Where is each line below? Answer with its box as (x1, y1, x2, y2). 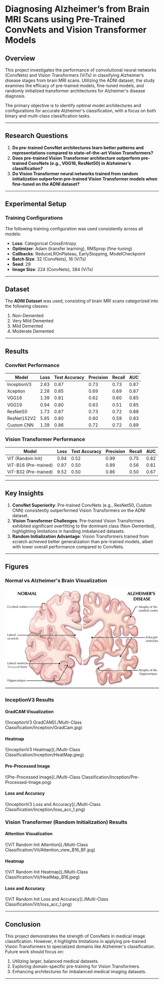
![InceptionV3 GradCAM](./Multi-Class (5, 719, 82, 725)
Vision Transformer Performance (5, 435, 85, 442)
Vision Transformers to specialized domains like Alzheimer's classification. (5, 943, 155, 950)
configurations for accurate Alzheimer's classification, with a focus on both (5, 108, 156, 114)
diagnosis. (5, 93, 26, 99)
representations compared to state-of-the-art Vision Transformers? (12, 150, 154, 156)
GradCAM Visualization (5, 709, 54, 714)
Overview (5, 54, 36, 62)
